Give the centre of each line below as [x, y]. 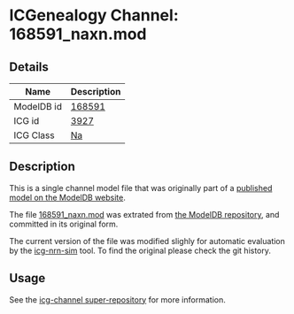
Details [29, 67]
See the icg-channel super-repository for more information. [117, 299]
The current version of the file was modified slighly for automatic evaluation [147, 241]
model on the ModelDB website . [68, 197]
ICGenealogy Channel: [94, 15]
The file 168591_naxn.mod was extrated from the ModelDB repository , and [144, 214]
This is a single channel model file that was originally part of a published [141, 188]
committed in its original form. [64, 224]
